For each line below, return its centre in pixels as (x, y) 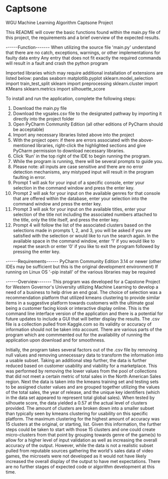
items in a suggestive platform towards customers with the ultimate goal (80, 302)
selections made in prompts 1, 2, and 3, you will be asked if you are (82, 230)
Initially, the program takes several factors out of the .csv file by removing (81, 349)
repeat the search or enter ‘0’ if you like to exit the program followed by (86, 246)
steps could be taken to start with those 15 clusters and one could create (80, 429)
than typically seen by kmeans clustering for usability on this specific (77, 413)
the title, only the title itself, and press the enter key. (66, 219)
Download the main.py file (40, 108)
